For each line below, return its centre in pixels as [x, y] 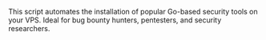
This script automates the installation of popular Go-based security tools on [133, 12]
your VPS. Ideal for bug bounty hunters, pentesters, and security [115, 20]
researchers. [29, 28]
